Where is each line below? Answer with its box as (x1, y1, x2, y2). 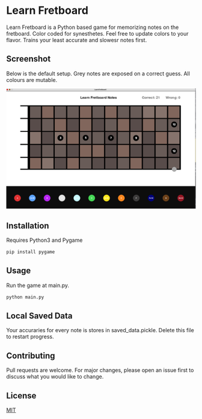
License (6, 390, 37, 401)
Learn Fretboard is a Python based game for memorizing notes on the (6, 24, 179, 31)
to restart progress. (6, 333, 54, 341)
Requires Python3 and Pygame (6, 236, 83, 244)
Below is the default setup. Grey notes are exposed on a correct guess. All (6, 70, 191, 77)
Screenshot (6, 54, 51, 64)
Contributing (6, 350, 55, 361)
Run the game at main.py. (6, 282, 70, 289)
